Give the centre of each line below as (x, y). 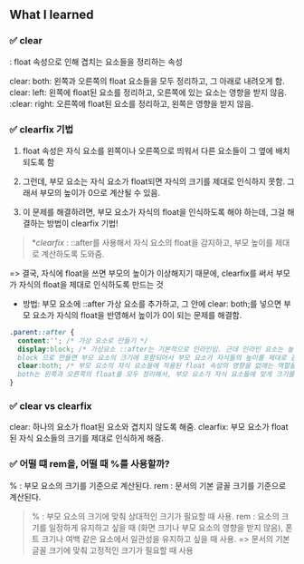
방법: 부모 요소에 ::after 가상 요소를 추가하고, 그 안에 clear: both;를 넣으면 (152, 304)
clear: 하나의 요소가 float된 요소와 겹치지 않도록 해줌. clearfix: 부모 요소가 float (149, 427)
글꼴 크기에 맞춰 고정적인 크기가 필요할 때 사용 (112, 550)
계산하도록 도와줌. (73, 254)
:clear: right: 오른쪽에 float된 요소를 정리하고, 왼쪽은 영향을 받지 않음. (132, 103)
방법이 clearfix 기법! (82, 223)
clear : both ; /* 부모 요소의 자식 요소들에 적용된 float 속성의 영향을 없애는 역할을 (157, 366)
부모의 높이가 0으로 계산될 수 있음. (100, 192)
